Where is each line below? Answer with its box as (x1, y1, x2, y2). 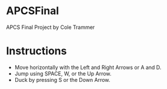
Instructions (6, 44, 67, 58)
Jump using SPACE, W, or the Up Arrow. (14, 70, 112, 77)
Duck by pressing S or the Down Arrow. (14, 76, 111, 83)
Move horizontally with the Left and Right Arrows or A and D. (14, 64, 162, 71)
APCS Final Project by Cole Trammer (6, 24, 95, 31)
